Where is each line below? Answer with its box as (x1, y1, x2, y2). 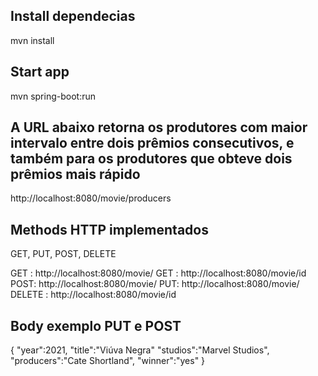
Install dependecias (10, 8, 136, 25)
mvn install (10, 34, 55, 46)
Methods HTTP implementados (10, 221, 209, 238)
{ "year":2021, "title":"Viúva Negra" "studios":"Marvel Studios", (10, 344, 270, 356)
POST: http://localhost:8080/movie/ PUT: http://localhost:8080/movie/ (10, 278, 300, 290)
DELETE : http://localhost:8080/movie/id (10, 289, 177, 301)
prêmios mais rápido (10, 166, 141, 183)
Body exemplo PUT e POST (10, 317, 182, 334)
